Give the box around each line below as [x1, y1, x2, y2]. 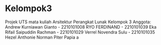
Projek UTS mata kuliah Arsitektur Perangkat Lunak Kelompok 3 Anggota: [5, 19, 151, 25]
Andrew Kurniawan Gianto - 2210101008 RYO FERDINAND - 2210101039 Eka [5, 24, 157, 30]
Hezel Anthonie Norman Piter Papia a [5, 34, 79, 40]
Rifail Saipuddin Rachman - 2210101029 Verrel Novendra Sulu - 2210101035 [5, 29, 155, 35]
